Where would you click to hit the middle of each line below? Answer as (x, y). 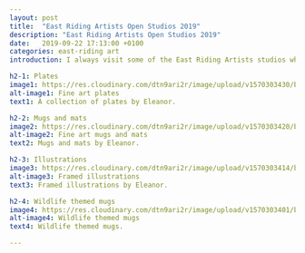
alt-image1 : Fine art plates (64, 93)
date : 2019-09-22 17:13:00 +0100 (77, 43)
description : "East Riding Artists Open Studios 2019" (115, 34)
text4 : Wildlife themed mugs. (67, 227)
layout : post (34, 18)
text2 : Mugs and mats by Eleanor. (75, 143)
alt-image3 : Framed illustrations (75, 176)
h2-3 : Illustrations (49, 160)
